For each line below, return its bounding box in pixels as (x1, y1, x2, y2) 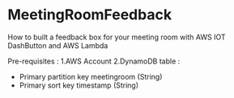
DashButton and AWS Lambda (7, 40, 108, 50)
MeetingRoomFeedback (7, 6, 172, 24)
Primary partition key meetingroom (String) (19, 71, 163, 81)
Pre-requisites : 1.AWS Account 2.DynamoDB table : (7, 56, 181, 66)
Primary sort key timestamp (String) (19, 80, 139, 90)
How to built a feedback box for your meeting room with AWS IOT (7, 32, 226, 42)
